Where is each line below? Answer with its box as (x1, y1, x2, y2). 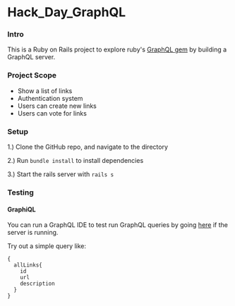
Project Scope (7, 71, 56, 80)
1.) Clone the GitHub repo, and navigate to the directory (7, 142, 168, 152)
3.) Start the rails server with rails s (7, 170, 114, 178)
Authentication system (17, 94, 83, 102)
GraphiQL (7, 205, 37, 214)
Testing (7, 188, 34, 197)
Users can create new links (17, 102, 97, 110)
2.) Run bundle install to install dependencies (7, 157, 144, 165)
